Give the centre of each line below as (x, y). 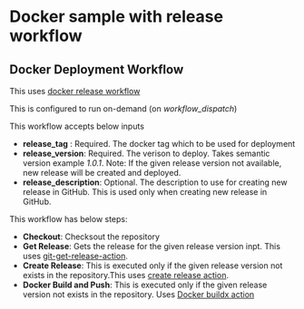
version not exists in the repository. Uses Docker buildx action (138, 295)
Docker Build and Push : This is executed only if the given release (145, 285)
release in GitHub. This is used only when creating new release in (145, 192)
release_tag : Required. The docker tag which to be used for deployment (159, 144)
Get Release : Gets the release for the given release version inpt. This (152, 246)
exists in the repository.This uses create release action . (126, 275)
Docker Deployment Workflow (97, 69)
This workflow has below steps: (69, 219)
